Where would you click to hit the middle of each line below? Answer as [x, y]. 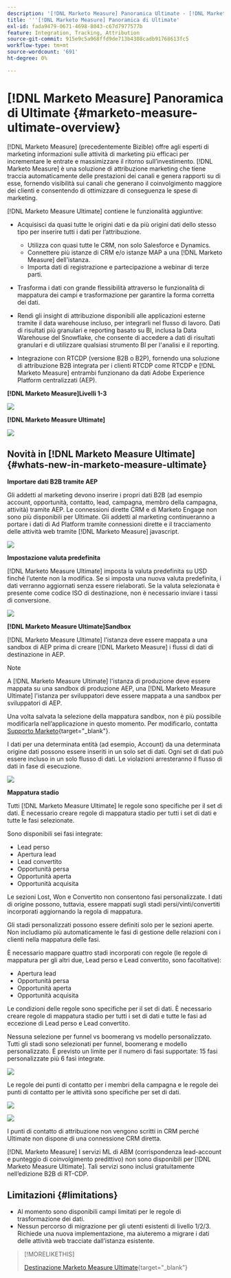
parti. [35, 274]
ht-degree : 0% [27, 58]
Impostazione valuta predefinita [54, 557]
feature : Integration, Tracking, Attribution [73, 33]
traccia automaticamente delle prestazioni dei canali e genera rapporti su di [114, 175]
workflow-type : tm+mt [38, 45]
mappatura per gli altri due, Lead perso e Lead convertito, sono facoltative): [114, 960]
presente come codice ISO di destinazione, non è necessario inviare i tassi [112, 593]
